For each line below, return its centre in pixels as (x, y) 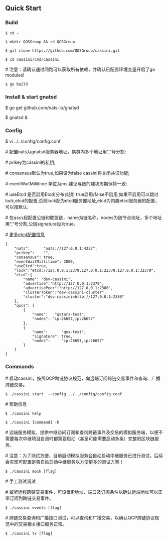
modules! (15, 75)
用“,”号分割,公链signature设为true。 (42, 224)
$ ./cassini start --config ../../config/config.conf (64, 394)
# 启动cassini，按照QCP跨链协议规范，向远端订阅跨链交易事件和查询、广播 (83, 378)
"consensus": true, (35, 257)
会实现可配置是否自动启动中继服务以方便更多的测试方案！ (64, 462)
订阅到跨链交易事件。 (31, 498)
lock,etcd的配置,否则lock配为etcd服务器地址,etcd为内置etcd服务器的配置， (82, 201)
